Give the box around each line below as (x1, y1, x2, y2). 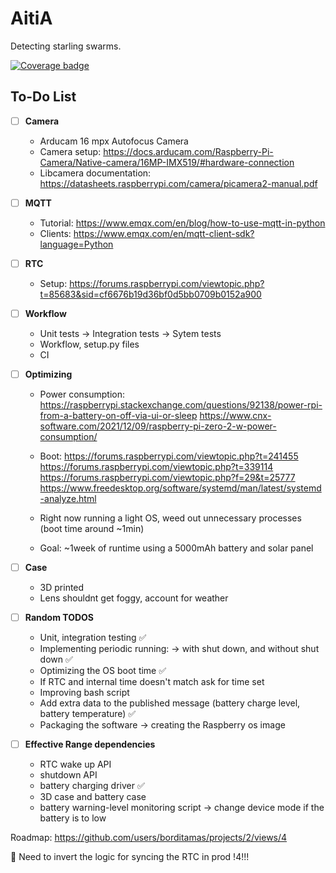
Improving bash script (39, 687, 130, 699)
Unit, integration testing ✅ (39, 632, 147, 644)
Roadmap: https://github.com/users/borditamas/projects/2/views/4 (10, 832, 288, 844)
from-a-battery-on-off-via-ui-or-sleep (39, 410, 198, 422)
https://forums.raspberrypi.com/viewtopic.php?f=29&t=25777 (39, 472, 296, 484)
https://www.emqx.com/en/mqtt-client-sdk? (73, 227, 255, 239)
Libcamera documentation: (39, 167, 152, 179)
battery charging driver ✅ (39, 780, 145, 792)
